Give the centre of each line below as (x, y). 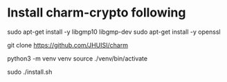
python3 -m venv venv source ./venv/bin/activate (77, 58)
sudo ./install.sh (30, 72)
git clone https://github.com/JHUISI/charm (67, 45)
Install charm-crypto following (97, 13)
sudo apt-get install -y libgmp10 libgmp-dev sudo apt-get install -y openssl (114, 32)
